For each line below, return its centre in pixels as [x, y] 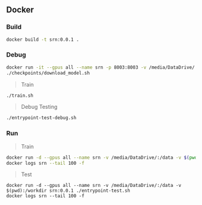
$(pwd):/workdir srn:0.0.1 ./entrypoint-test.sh [68, 191]
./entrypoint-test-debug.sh [41, 118]
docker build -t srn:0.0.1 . [43, 39]
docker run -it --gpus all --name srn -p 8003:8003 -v [76, 67]
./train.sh [20, 96]
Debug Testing [39, 107]
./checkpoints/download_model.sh [48, 73]
